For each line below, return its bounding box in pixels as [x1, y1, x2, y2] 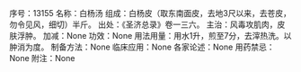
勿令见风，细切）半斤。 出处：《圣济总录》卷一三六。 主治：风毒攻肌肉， [9, 19, 278, 30]
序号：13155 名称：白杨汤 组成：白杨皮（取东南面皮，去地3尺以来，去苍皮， [9, 8, 292, 18]
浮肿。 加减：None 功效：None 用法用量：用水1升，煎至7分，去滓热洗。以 [16, 31, 292, 40]
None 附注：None [9, 53, 75, 63]
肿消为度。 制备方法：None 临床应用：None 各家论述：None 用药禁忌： [9, 41, 275, 52]
